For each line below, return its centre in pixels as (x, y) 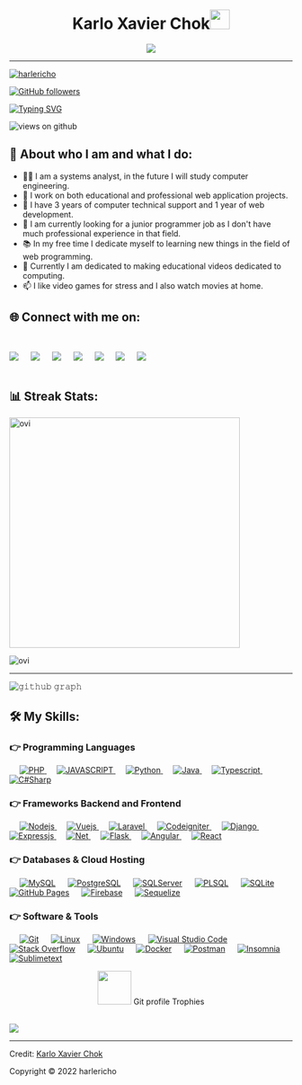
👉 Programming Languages (72, 747)
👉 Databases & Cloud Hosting (77, 860)
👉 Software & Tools (54, 916)
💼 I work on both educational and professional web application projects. (155, 195)
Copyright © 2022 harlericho (63, 1071)
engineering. (46, 185)
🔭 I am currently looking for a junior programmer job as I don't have (147, 224)
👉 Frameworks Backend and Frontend (95, 803)
